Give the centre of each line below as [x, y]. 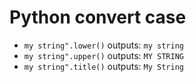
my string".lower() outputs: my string [103, 45]
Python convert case [98, 17]
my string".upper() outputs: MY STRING [103, 55]
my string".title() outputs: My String [103, 66]
